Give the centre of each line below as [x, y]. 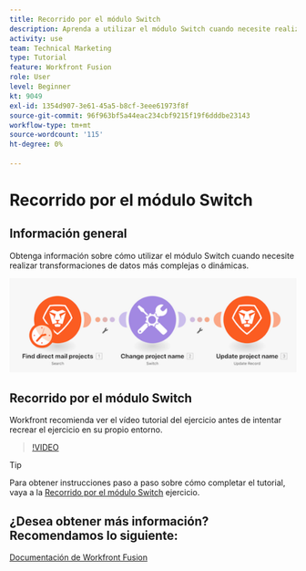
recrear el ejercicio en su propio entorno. [86, 430]
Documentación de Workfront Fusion [79, 557]
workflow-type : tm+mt [51, 125]
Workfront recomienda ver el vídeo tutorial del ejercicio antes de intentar [146, 420]
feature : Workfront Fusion [61, 67]
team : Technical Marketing [61, 48]
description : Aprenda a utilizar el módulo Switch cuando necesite [140, 29]
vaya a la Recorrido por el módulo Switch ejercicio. [105, 493]
